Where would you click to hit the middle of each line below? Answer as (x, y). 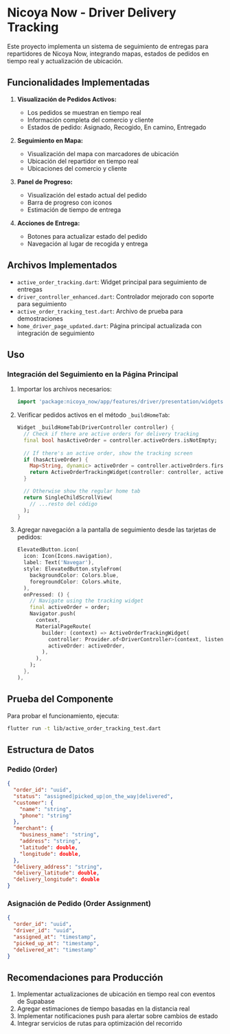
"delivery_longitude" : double (56, 880)
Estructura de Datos (51, 750)
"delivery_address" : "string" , (58, 867)
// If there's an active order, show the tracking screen (108, 453)
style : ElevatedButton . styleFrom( (73, 569)
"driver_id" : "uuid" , (44, 931)
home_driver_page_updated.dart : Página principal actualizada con (110, 325)
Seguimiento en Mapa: (50, 140)
